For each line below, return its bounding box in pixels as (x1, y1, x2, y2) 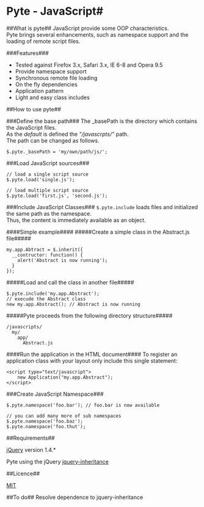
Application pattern (15, 87, 64, 94)
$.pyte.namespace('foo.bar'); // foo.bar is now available (6, 402, 160, 408)
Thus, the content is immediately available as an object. (6, 216, 146, 224)
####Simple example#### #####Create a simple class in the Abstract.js (6, 228, 190, 235)
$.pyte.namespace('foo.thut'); (6, 423, 86, 429)
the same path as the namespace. (6, 210, 92, 217)
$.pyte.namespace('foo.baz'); (6, 418, 84, 424)
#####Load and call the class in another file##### (6, 278, 134, 286)
